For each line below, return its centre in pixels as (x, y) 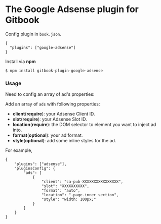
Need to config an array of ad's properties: (50, 94)
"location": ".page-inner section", (80, 195)
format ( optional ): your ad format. (48, 135)
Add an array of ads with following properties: (53, 104)
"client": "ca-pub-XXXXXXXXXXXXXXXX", (82, 182)
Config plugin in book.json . (33, 34)
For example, (19, 150)
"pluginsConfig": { (35, 169)
